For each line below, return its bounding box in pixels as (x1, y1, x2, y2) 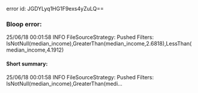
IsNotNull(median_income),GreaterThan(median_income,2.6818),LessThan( (6, 40, 192, 47)
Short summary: (6, 60, 48, 67)
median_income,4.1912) (6, 46, 64, 53)
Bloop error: (6, 20, 42, 28)
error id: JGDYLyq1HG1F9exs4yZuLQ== (6, 5, 104, 12)
